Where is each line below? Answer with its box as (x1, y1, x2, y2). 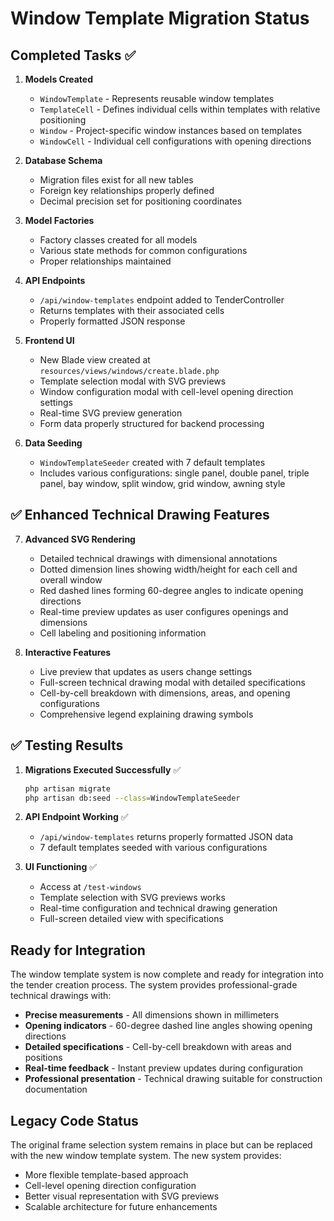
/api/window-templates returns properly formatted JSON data (39, 831, 294, 843)
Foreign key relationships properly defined (39, 185, 215, 196)
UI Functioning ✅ (24, 861, 98, 873)
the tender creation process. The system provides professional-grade (10, 979, 298, 991)
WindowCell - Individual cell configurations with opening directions (39, 135, 312, 147)
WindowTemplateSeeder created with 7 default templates (39, 457, 266, 468)
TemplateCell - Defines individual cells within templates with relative (39, 103, 321, 115)
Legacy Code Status (10, 1112, 139, 1129)
